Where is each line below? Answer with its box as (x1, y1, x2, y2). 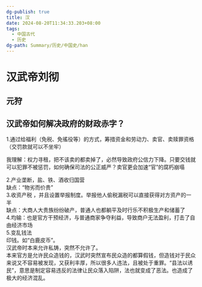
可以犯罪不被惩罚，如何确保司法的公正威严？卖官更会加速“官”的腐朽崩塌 (6, 163, 185, 171)
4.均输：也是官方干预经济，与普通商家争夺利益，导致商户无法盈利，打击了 (6, 214, 191, 221)
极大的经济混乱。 (6, 274, 49, 282)
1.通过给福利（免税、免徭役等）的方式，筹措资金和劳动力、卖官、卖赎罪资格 (6, 136, 194, 143)
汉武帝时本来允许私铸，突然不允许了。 (6, 244, 101, 251)
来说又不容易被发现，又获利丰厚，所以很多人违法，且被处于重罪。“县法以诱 (6, 259, 194, 266)
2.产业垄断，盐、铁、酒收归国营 (6, 176, 85, 184)
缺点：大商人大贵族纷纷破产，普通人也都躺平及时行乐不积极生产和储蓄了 (6, 206, 185, 214)
